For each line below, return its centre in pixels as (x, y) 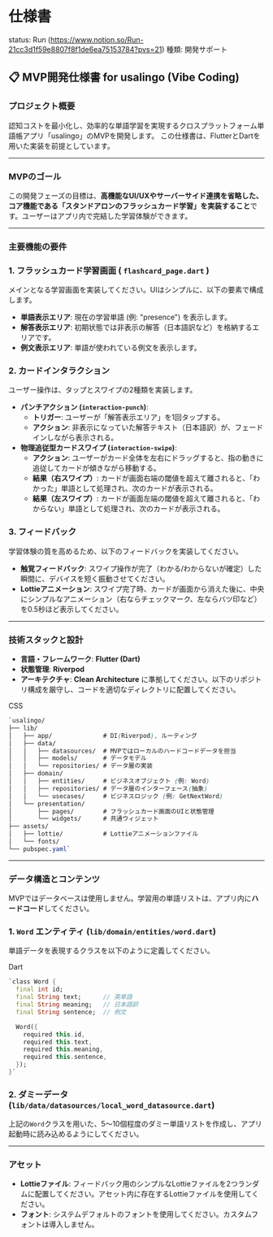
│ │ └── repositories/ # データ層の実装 (80, 766)
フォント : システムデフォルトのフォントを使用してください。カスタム (136, 1214)
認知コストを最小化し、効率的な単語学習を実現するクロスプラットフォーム (133, 125)
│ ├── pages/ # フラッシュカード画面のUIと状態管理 (112, 811)
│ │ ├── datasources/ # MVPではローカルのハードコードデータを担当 (122, 751)
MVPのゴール (35, 176)
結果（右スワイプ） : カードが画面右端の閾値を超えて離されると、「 (143, 478)
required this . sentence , (65, 1057)
